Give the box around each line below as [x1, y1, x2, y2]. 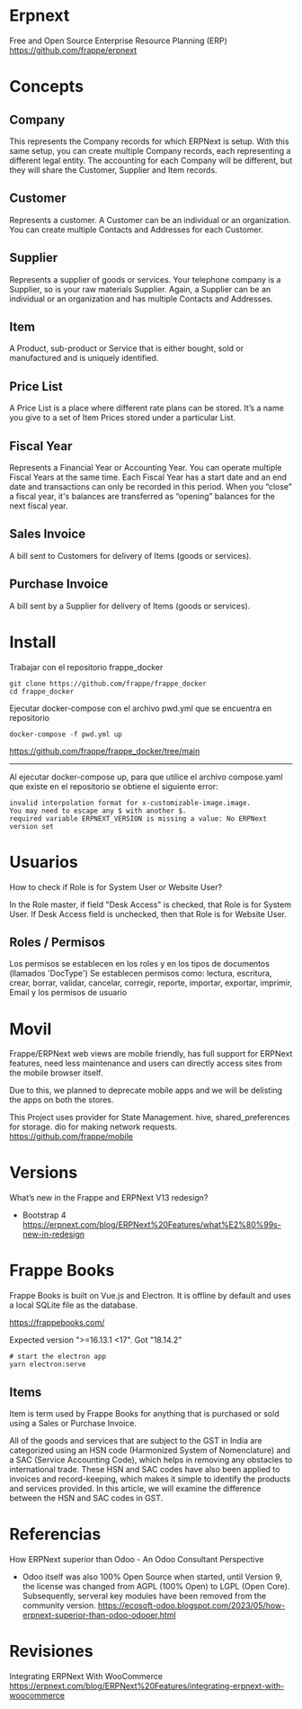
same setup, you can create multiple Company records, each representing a [9, 145, 291, 156]
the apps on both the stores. [9, 1094, 114, 1105]
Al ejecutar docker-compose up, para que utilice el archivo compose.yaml [9, 771, 283, 782]
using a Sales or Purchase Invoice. [9, 1417, 138, 1428]
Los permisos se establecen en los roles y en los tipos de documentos [9, 958, 270, 969]
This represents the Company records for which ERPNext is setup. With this [9, 136, 289, 147]
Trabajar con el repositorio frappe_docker [9, 661, 164, 672]
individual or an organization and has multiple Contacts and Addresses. [9, 293, 273, 304]
